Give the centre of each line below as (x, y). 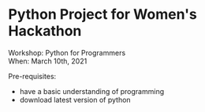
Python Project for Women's (102, 14)
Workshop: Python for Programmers (67, 52)
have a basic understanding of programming (92, 91)
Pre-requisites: (32, 76)
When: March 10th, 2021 (48, 61)
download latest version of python (75, 99)
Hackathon (45, 31)
